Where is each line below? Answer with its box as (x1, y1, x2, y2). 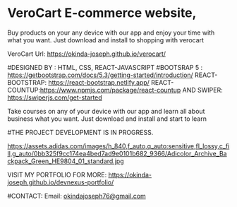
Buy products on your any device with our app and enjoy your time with (7, 28, 215, 37)
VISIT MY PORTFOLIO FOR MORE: (7, 170, 107, 179)
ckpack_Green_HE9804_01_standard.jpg (7, 157, 125, 165)
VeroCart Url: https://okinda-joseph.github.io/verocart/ (7, 49, 166, 58)
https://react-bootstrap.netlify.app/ (48, 78, 150, 86)
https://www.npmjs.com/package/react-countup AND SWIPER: (39, 85, 224, 94)
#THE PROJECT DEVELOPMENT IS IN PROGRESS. (7, 128, 154, 136)
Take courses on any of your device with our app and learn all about (7, 107, 205, 115)
